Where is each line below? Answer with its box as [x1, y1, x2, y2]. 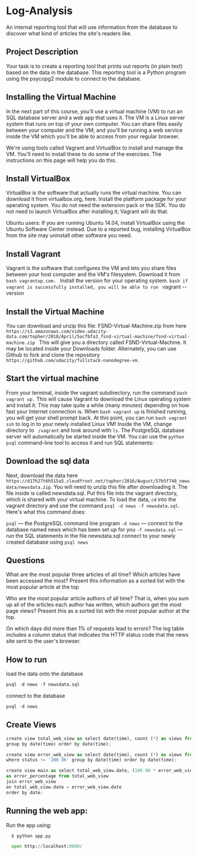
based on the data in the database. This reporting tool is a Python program [6, 69, 186, 76]
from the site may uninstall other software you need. [6, 232, 133, 239]
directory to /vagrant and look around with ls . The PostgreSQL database [6, 427, 185, 434]
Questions [6, 555, 45, 565]
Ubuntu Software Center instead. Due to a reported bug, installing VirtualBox [6, 225, 191, 233]
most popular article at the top [6, 584, 79, 591]
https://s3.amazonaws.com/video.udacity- [6, 328, 109, 334]
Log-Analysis [6, 4, 73, 18]
